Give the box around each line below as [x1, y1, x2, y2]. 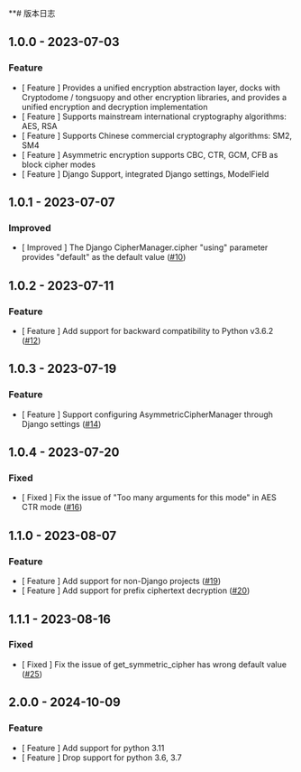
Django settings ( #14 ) [21, 418, 102, 429]
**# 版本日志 [8, 8, 56, 18]
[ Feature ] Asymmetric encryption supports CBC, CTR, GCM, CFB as [21, 149, 278, 160]
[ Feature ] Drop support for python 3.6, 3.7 [21, 752, 182, 763]
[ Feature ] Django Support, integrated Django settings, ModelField [21, 168, 269, 179]
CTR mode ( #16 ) [21, 502, 83, 513]
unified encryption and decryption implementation [21, 101, 208, 112]
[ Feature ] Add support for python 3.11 [21, 742, 165, 753]
